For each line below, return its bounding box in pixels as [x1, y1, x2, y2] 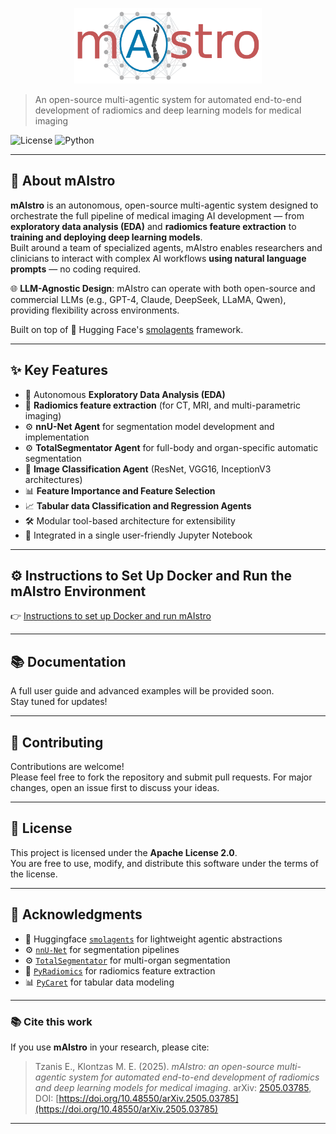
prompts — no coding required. [10, 263, 142, 275]
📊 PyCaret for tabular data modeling [24, 976, 175, 988]
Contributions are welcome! [10, 761, 125, 773]
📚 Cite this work [10, 1014, 93, 1028]
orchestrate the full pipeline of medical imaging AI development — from [10, 209, 305, 222]
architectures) [24, 473, 83, 485]
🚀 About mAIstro [10, 173, 116, 190]
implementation [24, 431, 90, 443]
